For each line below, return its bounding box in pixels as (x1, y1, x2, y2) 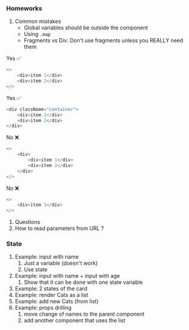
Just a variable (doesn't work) (23, 259, 98, 267)
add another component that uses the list (23, 317, 126, 324)
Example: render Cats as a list (14, 292, 89, 299)
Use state (23, 266, 48, 273)
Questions (14, 219, 41, 226)
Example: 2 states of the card (14, 285, 88, 292)
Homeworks (6, 4, 42, 13)
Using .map (23, 31, 51, 38)
